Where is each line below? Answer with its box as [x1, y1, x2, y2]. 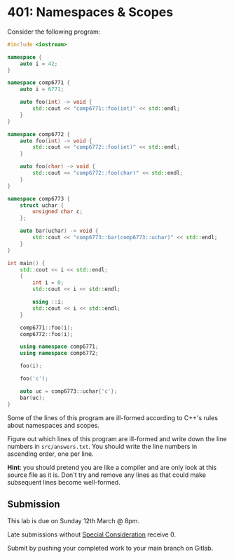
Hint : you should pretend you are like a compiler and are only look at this [7, 463, 217, 471]
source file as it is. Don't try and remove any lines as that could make [7, 471, 207, 479]
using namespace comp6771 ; [20, 343, 99, 351]
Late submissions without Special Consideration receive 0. [7, 530, 177, 539]
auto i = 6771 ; [20, 86, 64, 93]
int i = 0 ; [32, 279, 64, 286]
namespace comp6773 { [7, 195, 71, 202]
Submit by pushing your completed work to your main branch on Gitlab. [7, 544, 214, 553]
